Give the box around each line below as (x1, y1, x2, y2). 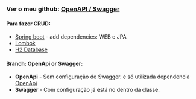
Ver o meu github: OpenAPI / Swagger (6, 5, 120, 13)
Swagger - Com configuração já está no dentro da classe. (14, 86, 160, 94)
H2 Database (14, 46, 48, 53)
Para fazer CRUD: (6, 20, 51, 27)
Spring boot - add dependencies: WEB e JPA (14, 33, 127, 40)
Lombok (14, 40, 36, 47)
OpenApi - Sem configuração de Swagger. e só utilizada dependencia (14, 73, 190, 80)
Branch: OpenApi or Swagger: (6, 60, 83, 67)
